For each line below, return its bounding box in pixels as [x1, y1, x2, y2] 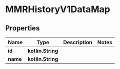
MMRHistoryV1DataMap [5, 4, 110, 15]
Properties [5, 24, 40, 32]
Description [63, 39, 92, 46]
